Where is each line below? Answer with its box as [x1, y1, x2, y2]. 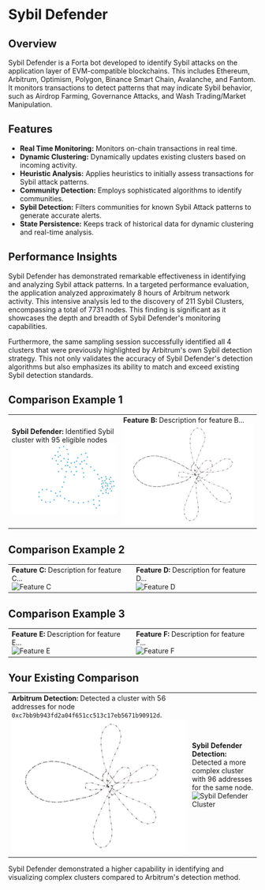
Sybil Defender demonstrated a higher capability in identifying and [8, 864, 225, 873]
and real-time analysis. [19, 227, 95, 237]
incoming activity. [19, 160, 77, 170]
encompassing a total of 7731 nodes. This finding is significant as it [8, 305, 226, 314]
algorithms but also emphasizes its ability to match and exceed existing [8, 361, 240, 372]
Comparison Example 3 [8, 607, 125, 620]
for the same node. [192, 783, 254, 792]
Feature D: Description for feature [136, 565, 246, 574]
